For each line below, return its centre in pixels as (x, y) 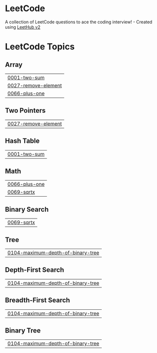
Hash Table (22, 141)
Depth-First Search (35, 270)
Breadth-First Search (38, 300)
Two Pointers (25, 110)
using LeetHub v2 (23, 27)
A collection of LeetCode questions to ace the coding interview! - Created (79, 22)
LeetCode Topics (40, 47)
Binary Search (27, 209)
